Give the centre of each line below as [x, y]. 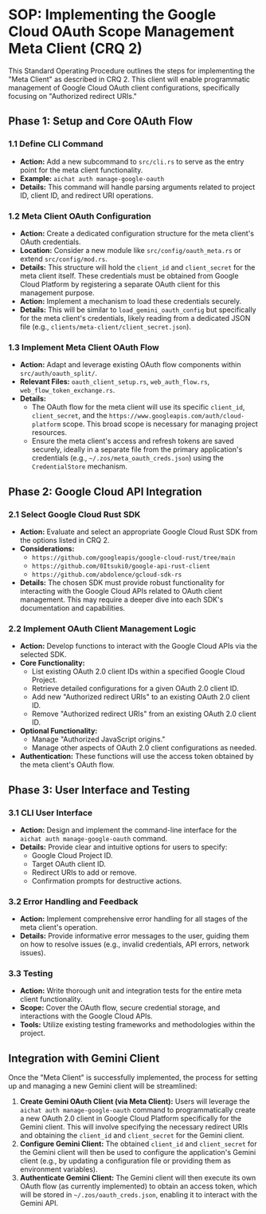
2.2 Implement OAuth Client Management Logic [102, 628]
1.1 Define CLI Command [56, 144]
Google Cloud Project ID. [72, 855]
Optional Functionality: [59, 731]
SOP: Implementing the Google [112, 15]
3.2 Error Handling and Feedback [73, 901]
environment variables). [59, 1169]
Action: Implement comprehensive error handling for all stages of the [134, 919]
